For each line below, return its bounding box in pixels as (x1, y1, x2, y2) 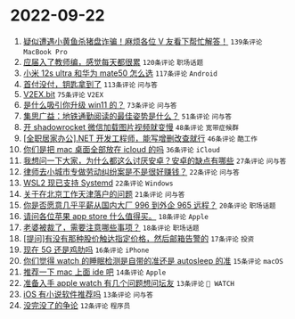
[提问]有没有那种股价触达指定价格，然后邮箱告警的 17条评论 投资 (22, 233, 255, 243)
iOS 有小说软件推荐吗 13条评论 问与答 (22, 289, 154, 299)
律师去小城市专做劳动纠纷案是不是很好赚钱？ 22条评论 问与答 (22, 166, 240, 176)
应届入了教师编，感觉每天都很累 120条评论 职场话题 (22, 56, 204, 67)
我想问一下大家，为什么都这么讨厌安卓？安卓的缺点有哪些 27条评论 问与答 (22, 155, 287, 166)
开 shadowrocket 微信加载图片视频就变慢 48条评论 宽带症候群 (22, 121, 240, 132)
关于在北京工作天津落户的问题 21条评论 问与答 (22, 188, 185, 199)
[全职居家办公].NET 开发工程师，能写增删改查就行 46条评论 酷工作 (22, 133, 258, 143)
